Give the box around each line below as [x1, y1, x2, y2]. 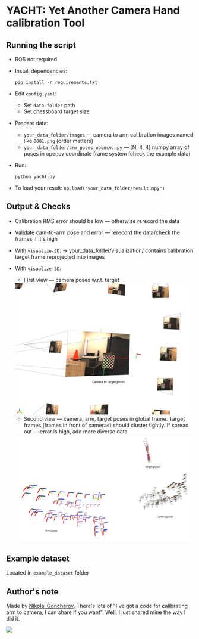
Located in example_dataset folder [6, 569, 89, 576]
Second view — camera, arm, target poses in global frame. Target [23, 415, 185, 422]
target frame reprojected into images [14, 253, 105, 260]
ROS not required [14, 56, 58, 63]
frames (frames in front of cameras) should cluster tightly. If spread [23, 421, 189, 429]
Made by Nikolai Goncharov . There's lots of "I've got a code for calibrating [6, 603, 188, 609]
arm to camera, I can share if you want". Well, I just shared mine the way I [6, 609, 186, 616]
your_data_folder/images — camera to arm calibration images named [23, 131, 194, 138]
